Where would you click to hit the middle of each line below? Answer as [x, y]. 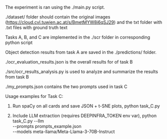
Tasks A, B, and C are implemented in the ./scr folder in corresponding [78, 37]
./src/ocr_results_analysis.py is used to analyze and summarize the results [82, 71]
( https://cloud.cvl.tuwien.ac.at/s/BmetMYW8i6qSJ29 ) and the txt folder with [84, 22]
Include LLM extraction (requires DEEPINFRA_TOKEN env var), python [84, 115]
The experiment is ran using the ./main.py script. [55, 7]
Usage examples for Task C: [34, 96]
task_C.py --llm [28, 121]
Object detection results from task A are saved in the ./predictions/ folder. [81, 52]
